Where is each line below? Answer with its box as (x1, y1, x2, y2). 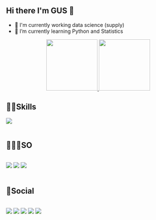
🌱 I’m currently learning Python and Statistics (14, 27, 124, 35)
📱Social (6, 185, 34, 196)
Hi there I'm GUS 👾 (6, 6, 74, 16)
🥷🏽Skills (6, 102, 37, 112)
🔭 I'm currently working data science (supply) (14, 21, 124, 28)
